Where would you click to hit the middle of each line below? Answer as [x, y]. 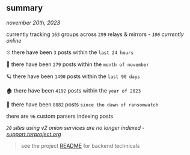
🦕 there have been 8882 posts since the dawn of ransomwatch [82, 104]
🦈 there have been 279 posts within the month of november [78, 64]
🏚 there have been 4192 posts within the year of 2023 [74, 90]
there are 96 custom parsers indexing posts [60, 116]
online [14, 40]
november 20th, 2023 [33, 22]
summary [25, 8]
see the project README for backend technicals [80, 145]
